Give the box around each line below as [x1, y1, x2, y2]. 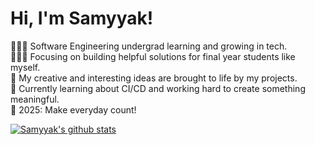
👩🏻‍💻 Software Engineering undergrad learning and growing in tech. [10, 40, 288, 52]
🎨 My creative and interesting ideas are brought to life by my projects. [10, 72, 298, 84]
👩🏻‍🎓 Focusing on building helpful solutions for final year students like [10, 50, 296, 62]
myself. [10, 61, 41, 73]
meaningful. [10, 93, 60, 105]
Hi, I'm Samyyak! [10, 7, 154, 30]
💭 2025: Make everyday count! [10, 103, 137, 116]
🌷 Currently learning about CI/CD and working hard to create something [10, 82, 306, 94]
